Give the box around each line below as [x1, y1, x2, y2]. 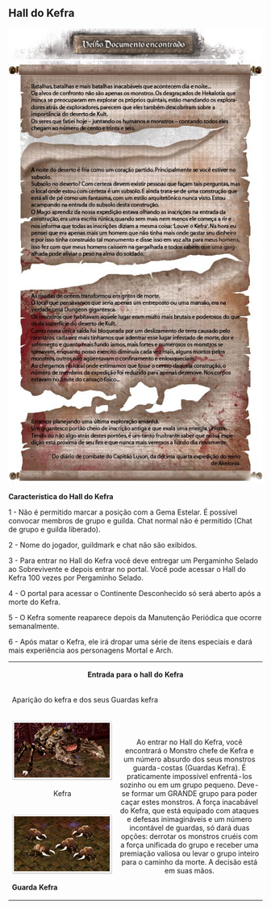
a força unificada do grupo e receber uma [120, 840, 259, 849]
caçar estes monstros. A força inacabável [120, 797, 258, 807]
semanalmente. [8, 621, 60, 632]
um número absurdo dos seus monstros [123, 754, 256, 764]
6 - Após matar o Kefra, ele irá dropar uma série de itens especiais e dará [8, 637, 252, 647]
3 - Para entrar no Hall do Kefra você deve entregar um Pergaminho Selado [8, 556, 258, 565]
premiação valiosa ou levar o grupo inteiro [119, 849, 260, 858]
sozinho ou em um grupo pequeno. [119, 780, 236, 790]
